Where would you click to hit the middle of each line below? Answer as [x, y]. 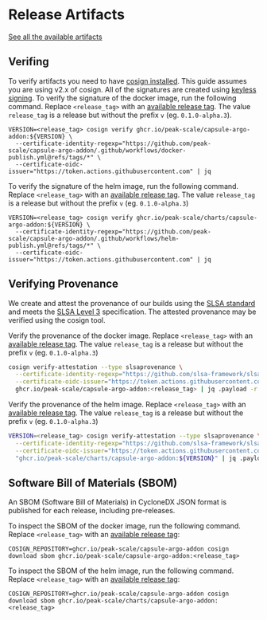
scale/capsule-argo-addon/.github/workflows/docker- [97, 150]
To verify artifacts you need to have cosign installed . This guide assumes [128, 80]
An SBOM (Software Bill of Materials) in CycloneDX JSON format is [118, 502]
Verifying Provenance [64, 284]
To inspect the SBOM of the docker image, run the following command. [124, 526]
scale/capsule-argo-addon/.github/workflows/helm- [94, 238]
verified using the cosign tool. [57, 320]
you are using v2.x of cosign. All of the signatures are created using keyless [132, 89]
